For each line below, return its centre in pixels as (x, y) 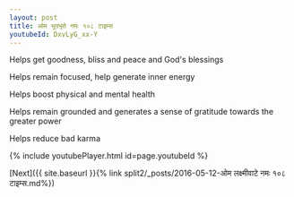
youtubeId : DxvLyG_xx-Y (54, 34)
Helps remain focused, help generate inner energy (102, 77)
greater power (35, 121)
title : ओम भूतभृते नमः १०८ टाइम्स (61, 26)
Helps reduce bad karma (55, 139)
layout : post (34, 17)
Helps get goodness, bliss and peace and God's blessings (117, 60)
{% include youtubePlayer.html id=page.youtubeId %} (109, 156)
